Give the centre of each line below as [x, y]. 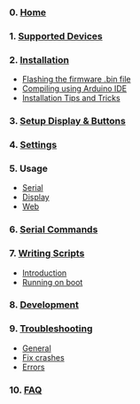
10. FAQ [26, 390]
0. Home [28, 12]
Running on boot [52, 282]
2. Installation [39, 59]
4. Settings [33, 144]
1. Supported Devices [56, 35]
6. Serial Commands [54, 229]
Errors [33, 367]
